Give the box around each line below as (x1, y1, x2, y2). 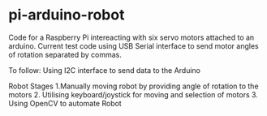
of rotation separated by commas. (8, 49, 122, 59)
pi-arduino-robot (8, 6, 125, 24)
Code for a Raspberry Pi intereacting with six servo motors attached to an (8, 32, 255, 42)
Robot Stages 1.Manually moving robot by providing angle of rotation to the (8, 81, 259, 91)
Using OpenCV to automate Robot (8, 98, 122, 108)
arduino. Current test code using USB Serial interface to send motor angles (8, 41, 259, 50)
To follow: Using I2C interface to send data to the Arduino (8, 65, 201, 75)
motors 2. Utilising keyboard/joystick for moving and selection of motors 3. (8, 89, 258, 99)
